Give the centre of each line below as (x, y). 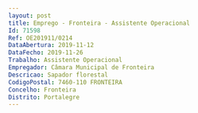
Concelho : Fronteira (43, 90)
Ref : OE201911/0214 (41, 38)
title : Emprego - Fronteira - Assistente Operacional (99, 23)
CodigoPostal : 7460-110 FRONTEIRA (66, 82)
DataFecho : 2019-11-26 (46, 53)
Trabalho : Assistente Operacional (66, 60)
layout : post (30, 16)
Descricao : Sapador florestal (58, 75)
